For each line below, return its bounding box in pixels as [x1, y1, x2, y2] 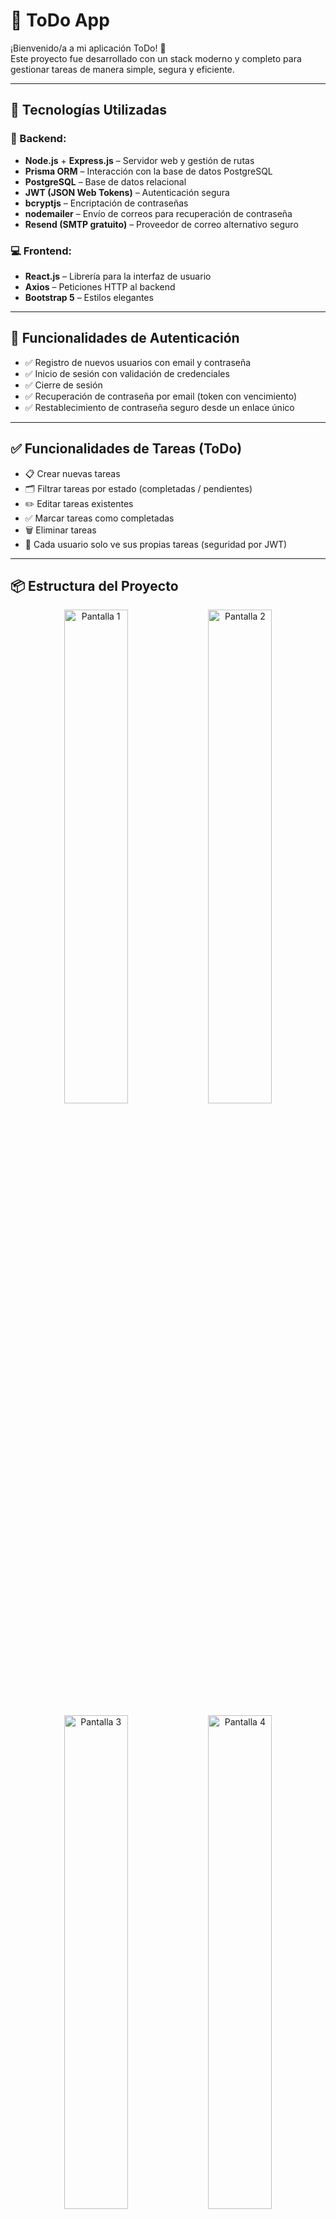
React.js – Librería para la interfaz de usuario [24, 270, 212, 282]
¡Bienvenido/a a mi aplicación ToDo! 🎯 [10, 42, 167, 54]
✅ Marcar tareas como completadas [24, 512, 175, 524]
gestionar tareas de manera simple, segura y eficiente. [10, 63, 235, 75]
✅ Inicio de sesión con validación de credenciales [24, 367, 230, 379]
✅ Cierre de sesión [24, 379, 103, 391]
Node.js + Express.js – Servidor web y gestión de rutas [24, 154, 255, 166]
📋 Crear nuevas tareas [24, 467, 121, 479]
